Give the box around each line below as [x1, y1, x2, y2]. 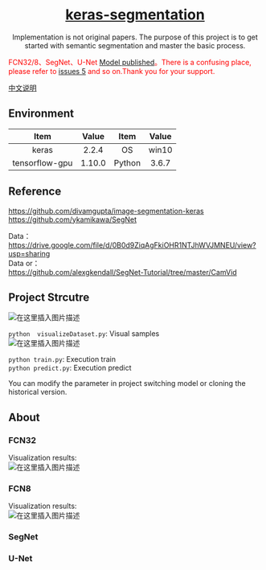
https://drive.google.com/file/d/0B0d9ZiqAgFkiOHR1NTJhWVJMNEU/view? [8, 240, 256, 250]
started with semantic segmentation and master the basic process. [24, 40, 246, 50]
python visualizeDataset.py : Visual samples [8, 329, 160, 338]
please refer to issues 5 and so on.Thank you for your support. [8, 66, 215, 76]
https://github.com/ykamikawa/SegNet [8, 215, 137, 224]
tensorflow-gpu [12, 157, 73, 168]
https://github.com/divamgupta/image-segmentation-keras [8, 206, 204, 215]
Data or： [8, 258, 40, 268]
